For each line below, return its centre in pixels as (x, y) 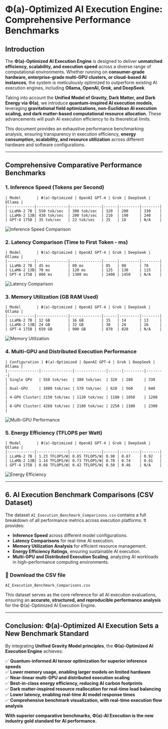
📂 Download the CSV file (35, 575)
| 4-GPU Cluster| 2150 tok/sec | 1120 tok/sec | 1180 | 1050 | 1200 (81, 397)
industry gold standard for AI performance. (51, 721)
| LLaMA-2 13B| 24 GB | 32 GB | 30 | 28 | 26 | (84, 325)
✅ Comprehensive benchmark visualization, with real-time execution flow (84, 700)
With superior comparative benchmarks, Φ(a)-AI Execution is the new (79, 715)
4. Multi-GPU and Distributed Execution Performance (71, 352)
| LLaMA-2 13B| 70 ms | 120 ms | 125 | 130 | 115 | (84, 270)
